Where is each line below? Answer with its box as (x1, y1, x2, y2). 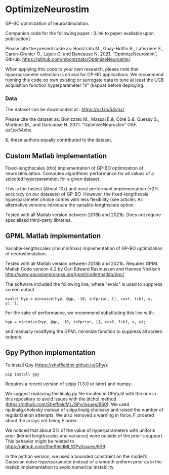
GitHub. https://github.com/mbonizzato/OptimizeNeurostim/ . (5, 56, 132, 62)
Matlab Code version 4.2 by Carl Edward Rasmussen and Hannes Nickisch (5, 265, 160, 272)
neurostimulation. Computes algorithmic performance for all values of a (5, 171, 154, 177)
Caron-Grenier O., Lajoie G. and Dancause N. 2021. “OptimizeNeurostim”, (5, 51, 158, 57)
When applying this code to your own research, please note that (5, 66, 139, 72)
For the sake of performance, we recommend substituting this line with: (5, 310, 154, 316)
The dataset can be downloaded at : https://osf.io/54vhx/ (5, 107, 124, 113)
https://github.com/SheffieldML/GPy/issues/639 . (5, 443, 107, 450)
